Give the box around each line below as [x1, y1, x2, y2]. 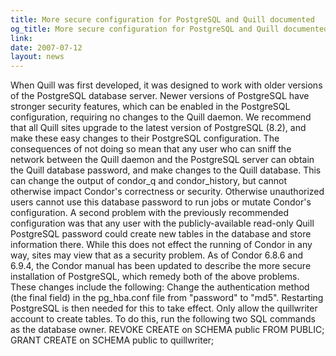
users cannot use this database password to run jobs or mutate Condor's [10, 196, 312, 208]
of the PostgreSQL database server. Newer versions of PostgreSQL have [10, 90, 310, 102]
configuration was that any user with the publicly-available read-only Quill [10, 217, 315, 230]
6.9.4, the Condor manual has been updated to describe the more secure [10, 260, 312, 272]
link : [10, 33, 33, 43]
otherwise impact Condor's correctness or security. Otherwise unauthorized [10, 186, 325, 198]
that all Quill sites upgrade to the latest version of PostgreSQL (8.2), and [10, 122, 307, 134]
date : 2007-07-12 [10, 42, 83, 53]
